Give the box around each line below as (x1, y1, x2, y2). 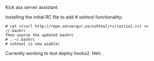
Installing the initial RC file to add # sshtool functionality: (5, 14, 123, 20)
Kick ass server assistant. (5, 5, 59, 10)
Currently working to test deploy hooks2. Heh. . (5, 50, 105, 56)
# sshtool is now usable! (5, 41, 60, 46)
